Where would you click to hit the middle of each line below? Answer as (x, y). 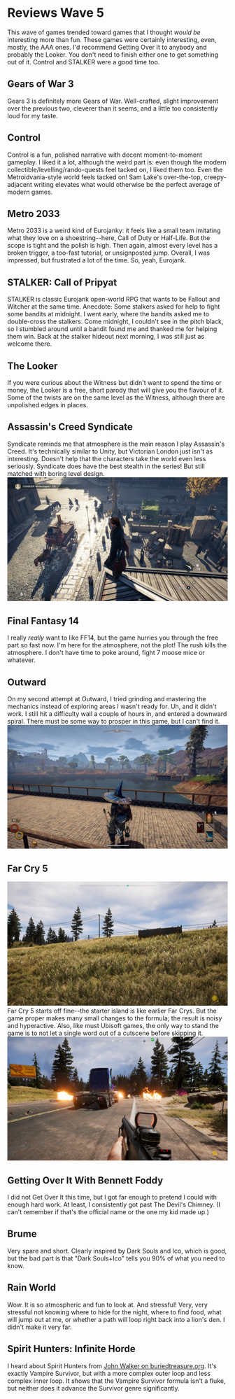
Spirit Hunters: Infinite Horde (72, 1349)
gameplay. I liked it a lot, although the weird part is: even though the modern (117, 162)
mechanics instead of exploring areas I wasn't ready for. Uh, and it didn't (112, 706)
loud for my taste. (33, 115)
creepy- (215, 177)
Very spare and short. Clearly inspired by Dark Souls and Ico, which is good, (117, 1251)
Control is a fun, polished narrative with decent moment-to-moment (105, 155)
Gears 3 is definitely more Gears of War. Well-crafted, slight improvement (113, 101)
